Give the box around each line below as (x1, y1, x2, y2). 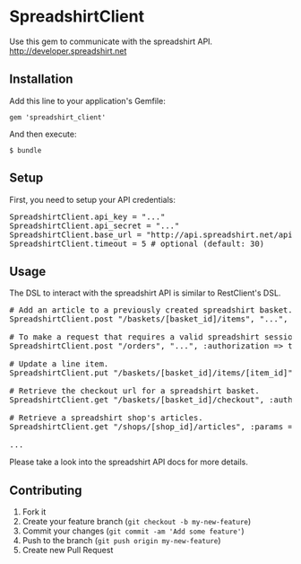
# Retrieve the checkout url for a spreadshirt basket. (9, 386, 260, 396)
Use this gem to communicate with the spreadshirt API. (9, 36, 213, 47)
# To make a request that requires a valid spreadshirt (9, 332, 260, 342)
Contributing (9, 482, 82, 498)
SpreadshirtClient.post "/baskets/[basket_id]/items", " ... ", (9, 314, 288, 324)
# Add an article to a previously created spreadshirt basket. (9, 305, 293, 315)
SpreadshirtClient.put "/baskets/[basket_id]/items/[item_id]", (9, 368, 298, 378)
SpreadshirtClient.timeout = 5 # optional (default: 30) (9, 238, 265, 249)
